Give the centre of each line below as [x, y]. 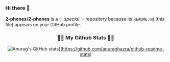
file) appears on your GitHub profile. [43, 25]
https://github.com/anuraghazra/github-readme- [113, 49]
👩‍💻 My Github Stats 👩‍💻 [86, 38]
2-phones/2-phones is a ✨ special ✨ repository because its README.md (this [85, 19]
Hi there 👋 [18, 8]
